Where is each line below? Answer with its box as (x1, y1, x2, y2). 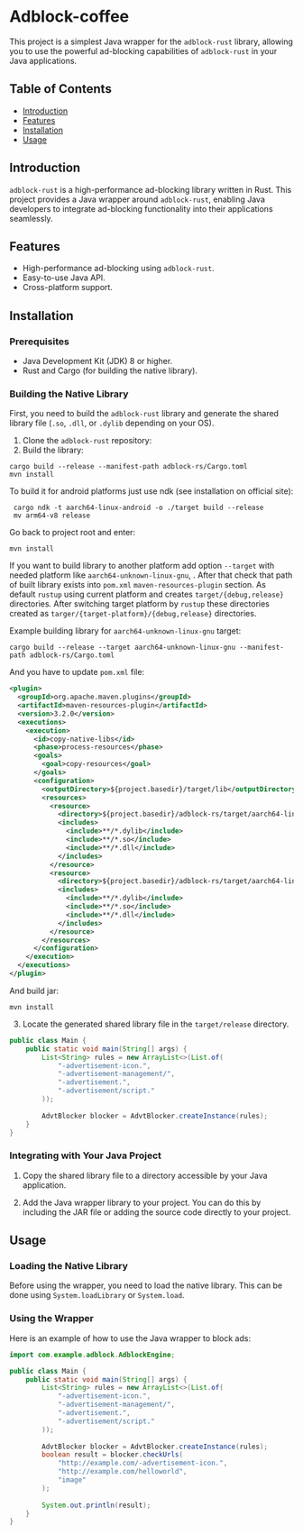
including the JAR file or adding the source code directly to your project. (22, 1206, 291, 1218)
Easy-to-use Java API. (22, 272, 106, 283)
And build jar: (9, 985, 60, 996)
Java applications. (9, 55, 78, 66)
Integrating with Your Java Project (9, 1149, 162, 1162)
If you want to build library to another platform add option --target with (9, 561, 275, 571)
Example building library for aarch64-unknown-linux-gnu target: (9, 625, 242, 636)
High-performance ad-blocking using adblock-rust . (22, 263, 215, 274)
